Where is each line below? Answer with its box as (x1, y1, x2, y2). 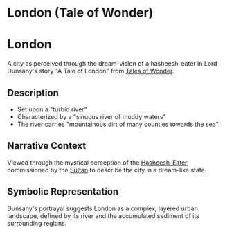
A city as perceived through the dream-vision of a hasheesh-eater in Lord (7, 60, 217, 68)
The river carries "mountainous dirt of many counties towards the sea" (17, 120, 219, 128)
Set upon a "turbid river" (17, 105, 88, 114)
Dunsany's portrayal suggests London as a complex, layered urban (7, 204, 199, 213)
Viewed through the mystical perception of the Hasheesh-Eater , (7, 158, 189, 167)
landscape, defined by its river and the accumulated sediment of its (7, 211, 199, 219)
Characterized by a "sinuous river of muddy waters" (17, 112, 166, 120)
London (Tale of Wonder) (7, 5, 154, 21)
